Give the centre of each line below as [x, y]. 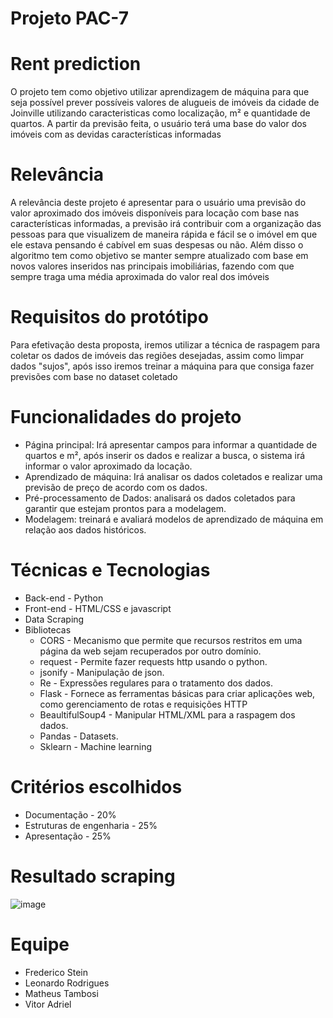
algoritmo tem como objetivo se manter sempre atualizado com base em [159, 256]
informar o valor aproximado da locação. [108, 466]
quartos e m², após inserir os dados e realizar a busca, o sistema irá [165, 455]
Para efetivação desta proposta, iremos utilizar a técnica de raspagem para [165, 345]
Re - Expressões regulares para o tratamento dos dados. [156, 683]
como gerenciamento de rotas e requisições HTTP [143, 704]
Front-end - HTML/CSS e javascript [98, 608]
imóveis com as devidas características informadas [116, 134]
